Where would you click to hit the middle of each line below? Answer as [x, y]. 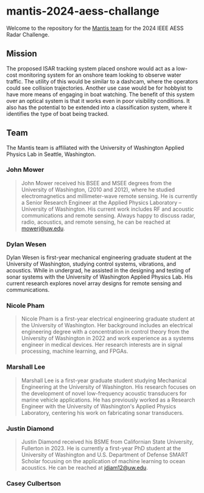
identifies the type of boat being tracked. [58, 113]
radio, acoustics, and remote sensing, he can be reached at [96, 222]
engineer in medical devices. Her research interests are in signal [102, 345]
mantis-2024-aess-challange [83, 11]
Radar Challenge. [28, 34]
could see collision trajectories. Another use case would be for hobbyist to [100, 88]
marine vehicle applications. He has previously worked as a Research [108, 400]
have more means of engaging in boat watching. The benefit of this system [100, 94]
